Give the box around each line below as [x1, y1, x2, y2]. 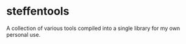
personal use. [6, 31, 41, 38]
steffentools [6, 4, 70, 18]
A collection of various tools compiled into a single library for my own [6, 24, 181, 32]
